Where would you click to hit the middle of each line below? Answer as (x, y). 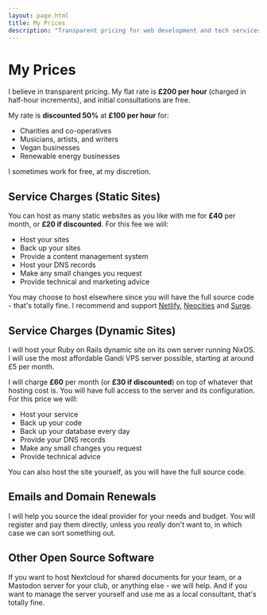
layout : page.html (39, 15)
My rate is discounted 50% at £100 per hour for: (89, 115)
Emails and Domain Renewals (82, 497)
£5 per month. (31, 366)
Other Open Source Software (81, 558)
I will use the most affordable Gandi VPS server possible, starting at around (131, 358)
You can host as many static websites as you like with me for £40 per (122, 216)
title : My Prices (37, 23)
